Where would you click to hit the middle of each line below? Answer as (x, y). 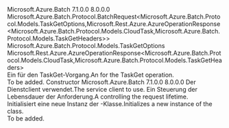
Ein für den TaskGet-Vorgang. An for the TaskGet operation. (91, 75)
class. (15, 111)
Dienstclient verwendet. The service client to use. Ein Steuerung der (102, 89)
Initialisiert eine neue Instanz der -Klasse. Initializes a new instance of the (110, 104)
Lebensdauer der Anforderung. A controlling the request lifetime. (98, 97)
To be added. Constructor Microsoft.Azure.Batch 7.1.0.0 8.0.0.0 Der (102, 82)
